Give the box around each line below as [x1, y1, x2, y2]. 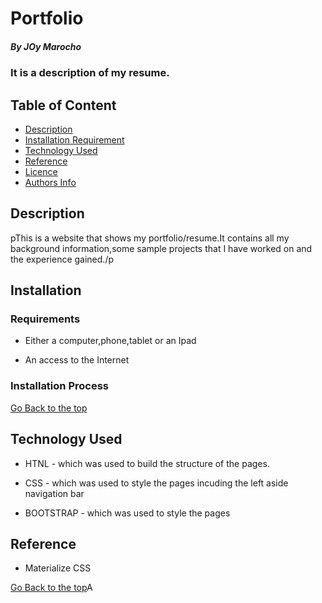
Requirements [10, 312, 81, 326]
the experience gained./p [10, 253, 115, 265]
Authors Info [24, 176, 77, 188]
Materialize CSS [24, 562, 92, 574]
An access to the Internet [24, 354, 130, 366]
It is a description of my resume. [10, 66, 170, 80]
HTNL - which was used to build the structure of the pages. [24, 457, 270, 469]
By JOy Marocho [10, 40, 82, 52]
